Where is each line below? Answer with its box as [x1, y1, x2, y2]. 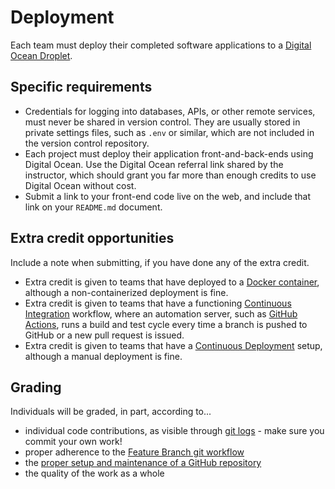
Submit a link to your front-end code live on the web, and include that [24, 190, 312, 202]
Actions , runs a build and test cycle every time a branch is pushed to [24, 318, 308, 330]
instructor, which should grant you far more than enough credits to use [24, 169, 317, 181]
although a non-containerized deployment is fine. [24, 286, 229, 298]
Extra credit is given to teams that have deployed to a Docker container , [24, 276, 320, 288]
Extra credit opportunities [10, 230, 175, 247]
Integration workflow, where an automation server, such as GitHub [24, 307, 298, 320]
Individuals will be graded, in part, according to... [10, 406, 212, 418]
